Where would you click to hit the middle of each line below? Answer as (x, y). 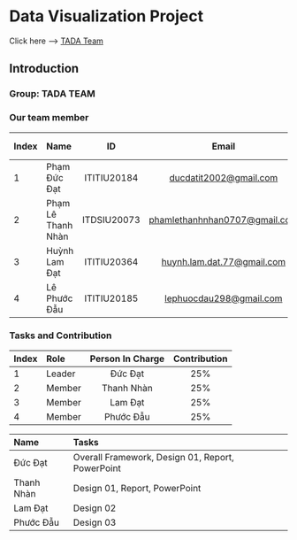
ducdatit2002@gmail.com (224, 177)
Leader (61, 374)
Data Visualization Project (107, 16)
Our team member (49, 118)
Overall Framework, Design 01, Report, (153, 457)
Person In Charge (127, 359)
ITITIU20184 (111, 177)
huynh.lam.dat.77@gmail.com (223, 261)
